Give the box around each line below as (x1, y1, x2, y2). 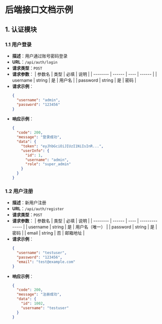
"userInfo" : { (21, 148, 49, 153)
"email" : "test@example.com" (16, 259, 76, 264)
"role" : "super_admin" (25, 162, 71, 167)
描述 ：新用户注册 (12, 200, 47, 205)
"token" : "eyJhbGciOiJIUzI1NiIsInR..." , (21, 144, 104, 149)
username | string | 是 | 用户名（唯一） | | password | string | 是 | (28, 224, 158, 230)
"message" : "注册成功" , (16, 292, 62, 297)
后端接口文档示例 (5, 4, 74, 16)
